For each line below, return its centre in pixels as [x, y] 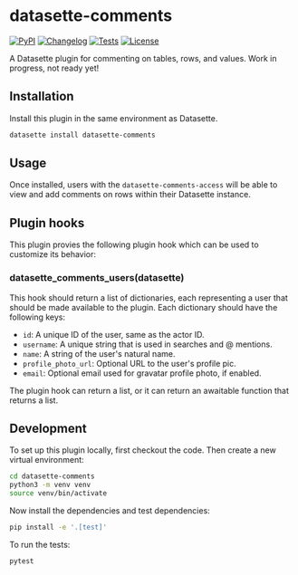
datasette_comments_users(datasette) [97, 278]
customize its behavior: [53, 254]
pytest [22, 561]
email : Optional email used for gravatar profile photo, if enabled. [142, 373]
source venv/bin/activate [58, 494]
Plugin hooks [47, 223]
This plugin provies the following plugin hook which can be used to [135, 244]
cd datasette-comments [52, 476]
